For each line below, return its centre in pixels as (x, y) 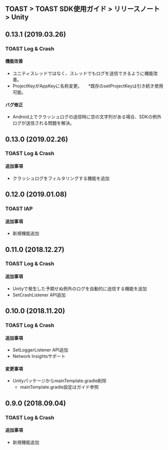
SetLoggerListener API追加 (40, 350)
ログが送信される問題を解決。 (43, 123)
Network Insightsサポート (39, 356)
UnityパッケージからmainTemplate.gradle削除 (59, 381)
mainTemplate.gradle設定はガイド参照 (59, 387)
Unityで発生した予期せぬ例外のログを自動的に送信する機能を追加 (80, 289)
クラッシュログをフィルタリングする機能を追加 (61, 178)
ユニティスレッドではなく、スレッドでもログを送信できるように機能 (83, 73)
